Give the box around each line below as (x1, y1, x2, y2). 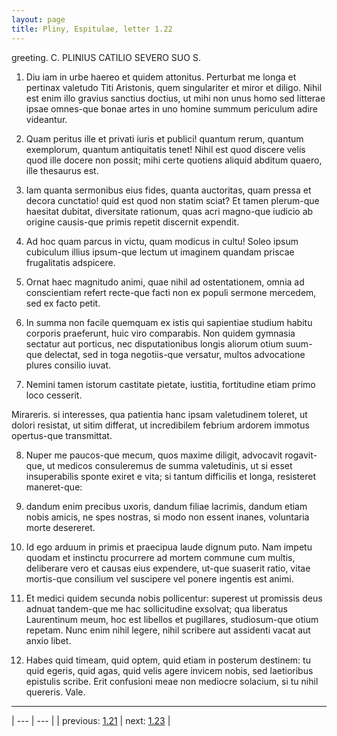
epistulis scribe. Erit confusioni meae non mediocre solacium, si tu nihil (25, 675, 319, 687)
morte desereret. (25, 521, 96, 533)
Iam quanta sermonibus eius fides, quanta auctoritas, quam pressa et (25, 184, 312, 196)
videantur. (25, 113, 68, 125)
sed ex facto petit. (25, 297, 101, 309)
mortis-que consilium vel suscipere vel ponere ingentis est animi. (25, 572, 294, 585)
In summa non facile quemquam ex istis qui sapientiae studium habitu (25, 316, 313, 328)
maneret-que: (25, 481, 83, 493)
